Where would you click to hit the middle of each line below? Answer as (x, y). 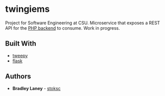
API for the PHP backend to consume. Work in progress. (63, 28)
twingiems (27, 9)
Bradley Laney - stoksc (37, 88)
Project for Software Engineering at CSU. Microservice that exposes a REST (83, 23)
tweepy (20, 55)
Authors (18, 76)
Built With (21, 44)
